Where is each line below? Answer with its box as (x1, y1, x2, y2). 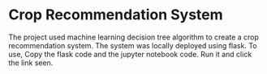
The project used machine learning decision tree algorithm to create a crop (8, 32, 260, 42)
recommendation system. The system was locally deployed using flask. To (8, 40, 257, 50)
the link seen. (8, 58, 54, 68)
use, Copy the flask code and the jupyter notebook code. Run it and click (8, 49, 252, 59)
